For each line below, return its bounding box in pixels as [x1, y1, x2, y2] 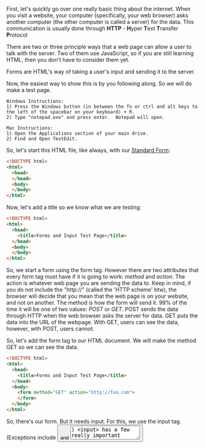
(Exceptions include [6, 433, 56, 441]
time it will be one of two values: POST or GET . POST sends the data [6, 306, 179, 313]
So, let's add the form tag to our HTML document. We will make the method [6, 337, 196, 344]
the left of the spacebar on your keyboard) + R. [6, 109, 135, 115]
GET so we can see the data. [6, 343, 79, 351]
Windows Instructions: [6, 98, 64, 104]
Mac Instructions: [6, 125, 53, 131]
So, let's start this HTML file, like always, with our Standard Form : [6, 146, 171, 154]
